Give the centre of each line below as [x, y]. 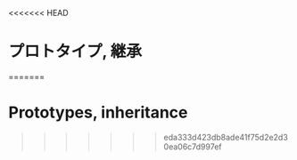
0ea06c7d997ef [193, 147]
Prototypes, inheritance [98, 112]
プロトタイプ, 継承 [75, 52]
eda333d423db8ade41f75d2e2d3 [226, 137]
